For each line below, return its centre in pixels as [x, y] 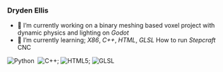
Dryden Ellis [28, 10]
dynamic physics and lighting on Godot [73, 33]
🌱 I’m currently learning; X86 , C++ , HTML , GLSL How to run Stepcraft [116, 40]
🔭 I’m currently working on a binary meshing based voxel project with [116, 26]
